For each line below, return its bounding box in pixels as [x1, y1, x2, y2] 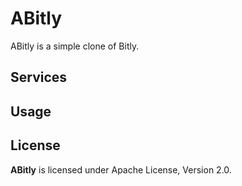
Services [10, 69, 68, 86]
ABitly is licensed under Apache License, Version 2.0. [10, 163, 232, 176]
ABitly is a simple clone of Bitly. [10, 40, 140, 52]
